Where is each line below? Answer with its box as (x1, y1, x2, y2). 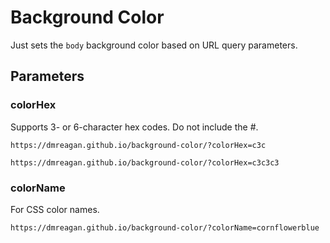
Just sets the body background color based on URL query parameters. (10, 39, 298, 51)
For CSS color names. (10, 203, 100, 215)
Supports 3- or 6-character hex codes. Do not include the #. (10, 121, 259, 133)
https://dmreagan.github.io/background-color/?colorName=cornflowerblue (10, 222, 320, 233)
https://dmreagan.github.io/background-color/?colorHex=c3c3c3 (10, 157, 280, 168)
